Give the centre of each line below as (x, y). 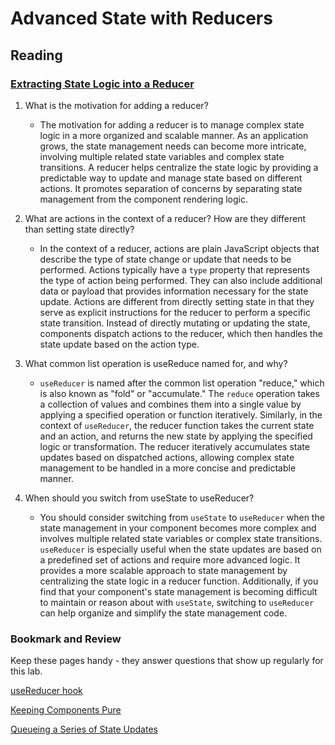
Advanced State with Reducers (141, 18)
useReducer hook (46, 691)
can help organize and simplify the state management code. (163, 613)
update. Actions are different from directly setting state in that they (177, 301)
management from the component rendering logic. (144, 199)
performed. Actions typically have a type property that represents (175, 269)
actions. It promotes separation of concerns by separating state (171, 188)
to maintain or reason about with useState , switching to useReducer (177, 602)
